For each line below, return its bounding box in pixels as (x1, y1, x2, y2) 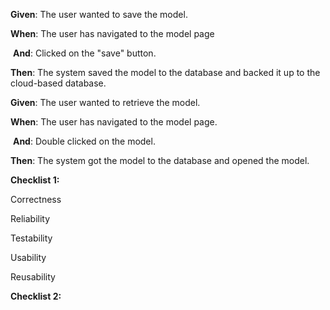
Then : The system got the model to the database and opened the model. (10, 155, 310, 166)
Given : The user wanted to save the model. (10, 9, 188, 20)
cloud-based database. (10, 77, 107, 89)
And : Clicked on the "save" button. (12, 47, 157, 59)
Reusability (10, 271, 56, 283)
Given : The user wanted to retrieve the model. (10, 97, 201, 108)
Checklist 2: (10, 290, 62, 302)
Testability (10, 232, 53, 244)
